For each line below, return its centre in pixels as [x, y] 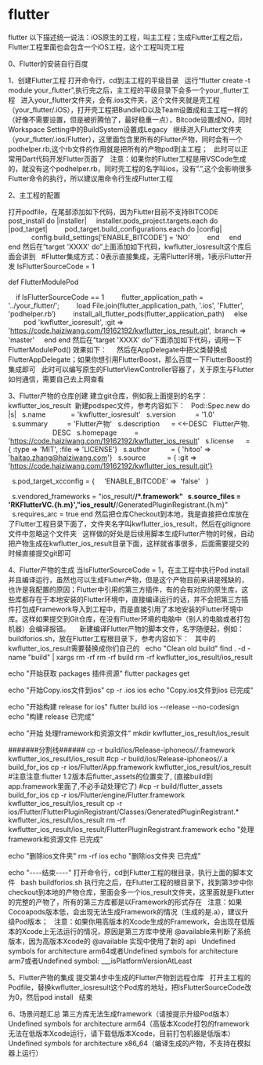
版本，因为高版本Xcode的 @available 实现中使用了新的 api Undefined [122, 941]
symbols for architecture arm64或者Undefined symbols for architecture [123, 950]
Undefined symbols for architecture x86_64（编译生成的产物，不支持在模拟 [130, 1043]
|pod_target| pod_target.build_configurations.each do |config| [115, 228]
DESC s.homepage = [95, 432]
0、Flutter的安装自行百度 [48, 64]
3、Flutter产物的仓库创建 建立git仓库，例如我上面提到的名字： [108, 396]
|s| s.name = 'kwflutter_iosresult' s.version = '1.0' [112, 414]
